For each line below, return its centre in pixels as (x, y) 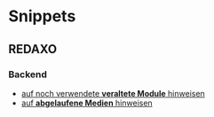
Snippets (42, 16)
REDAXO (33, 49)
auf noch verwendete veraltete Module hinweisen (113, 93)
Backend (28, 74)
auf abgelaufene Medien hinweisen (87, 103)
